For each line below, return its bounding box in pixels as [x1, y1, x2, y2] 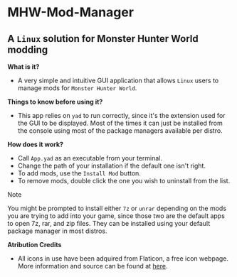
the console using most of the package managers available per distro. [17, 126, 223, 135]
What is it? [7, 63, 40, 71]
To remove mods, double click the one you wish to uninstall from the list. [17, 177, 231, 185]
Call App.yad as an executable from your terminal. [17, 154, 162, 162]
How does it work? [7, 140, 64, 148]
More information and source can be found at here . [17, 262, 169, 270]
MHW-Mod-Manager [7, 4, 134, 21]
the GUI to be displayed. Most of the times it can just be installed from [17, 119, 223, 127]
